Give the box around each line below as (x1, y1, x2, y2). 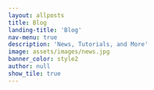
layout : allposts (8, 11, 65, 20)
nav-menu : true (8, 33, 58, 41)
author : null (8, 63, 51, 70)
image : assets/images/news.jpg (8, 48, 110, 56)
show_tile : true (8, 70, 61, 77)
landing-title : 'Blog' (8, 26, 82, 34)
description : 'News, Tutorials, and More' (8, 41, 149, 49)
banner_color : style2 (8, 56, 79, 63)
